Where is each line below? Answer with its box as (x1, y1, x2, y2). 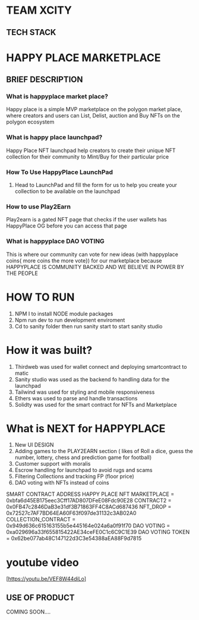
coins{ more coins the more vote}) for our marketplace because (6, 257, 162, 264)
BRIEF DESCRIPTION (6, 75, 83, 85)
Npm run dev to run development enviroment (14, 316, 125, 324)
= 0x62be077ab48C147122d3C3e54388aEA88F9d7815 (6, 535, 142, 542)
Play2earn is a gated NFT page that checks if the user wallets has (6, 216, 168, 223)
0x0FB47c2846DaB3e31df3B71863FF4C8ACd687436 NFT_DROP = (6, 503, 172, 511)
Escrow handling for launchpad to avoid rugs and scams (14, 467, 153, 474)
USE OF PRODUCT (6, 592, 75, 603)
